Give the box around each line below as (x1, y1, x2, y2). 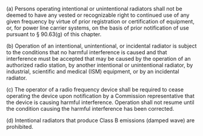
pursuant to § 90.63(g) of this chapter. (6, 31, 102, 38)
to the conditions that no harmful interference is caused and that (6, 49, 168, 56)
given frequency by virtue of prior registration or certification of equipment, (6, 18, 195, 25)
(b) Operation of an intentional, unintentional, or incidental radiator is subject (6, 42, 197, 49)
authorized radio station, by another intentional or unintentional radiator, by (6, 61, 193, 69)
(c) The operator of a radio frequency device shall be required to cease (6, 86, 184, 93)
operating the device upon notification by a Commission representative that (6, 93, 195, 99)
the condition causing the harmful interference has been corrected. (6, 105, 175, 112)
